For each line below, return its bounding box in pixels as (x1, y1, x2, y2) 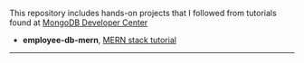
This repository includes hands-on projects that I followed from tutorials (9, 8, 278, 18)
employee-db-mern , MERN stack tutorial (22, 35, 176, 45)
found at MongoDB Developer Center (9, 17, 148, 28)
